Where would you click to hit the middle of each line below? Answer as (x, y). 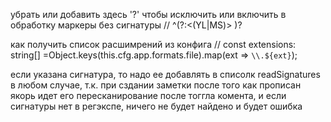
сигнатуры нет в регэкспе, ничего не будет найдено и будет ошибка (156, 106)
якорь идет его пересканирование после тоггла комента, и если (148, 95)
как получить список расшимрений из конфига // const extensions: (153, 44)
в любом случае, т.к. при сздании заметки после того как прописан (156, 85)
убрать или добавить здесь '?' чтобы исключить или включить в (148, 14)
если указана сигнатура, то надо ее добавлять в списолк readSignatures (165, 74)
